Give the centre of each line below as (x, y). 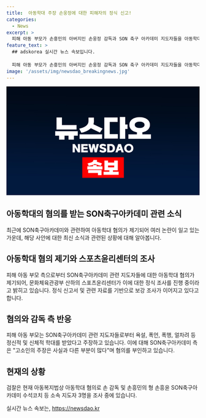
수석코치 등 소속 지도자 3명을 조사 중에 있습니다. (80, 395)
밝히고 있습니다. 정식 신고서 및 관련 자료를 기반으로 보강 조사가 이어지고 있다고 (106, 290)
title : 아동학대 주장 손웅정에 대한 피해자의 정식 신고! (69, 13)
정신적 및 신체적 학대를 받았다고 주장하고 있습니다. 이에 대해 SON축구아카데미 (99, 343)
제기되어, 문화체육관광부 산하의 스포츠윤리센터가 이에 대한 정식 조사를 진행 (95, 282)
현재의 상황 (26, 372)
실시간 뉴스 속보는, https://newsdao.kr (53, 408)
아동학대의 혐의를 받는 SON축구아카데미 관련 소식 (94, 214)
